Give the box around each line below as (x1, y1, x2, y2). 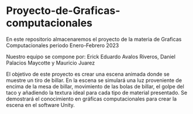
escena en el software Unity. (6, 101, 75, 108)
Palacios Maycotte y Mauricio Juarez (6, 59, 95, 66)
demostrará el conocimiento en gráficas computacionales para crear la (6, 95, 177, 102)
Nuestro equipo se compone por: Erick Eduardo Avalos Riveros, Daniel (6, 53, 175, 60)
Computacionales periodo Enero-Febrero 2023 (6, 42, 119, 49)
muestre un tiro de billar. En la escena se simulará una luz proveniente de (6, 77, 182, 84)
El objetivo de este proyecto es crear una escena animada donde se (6, 70, 170, 77)
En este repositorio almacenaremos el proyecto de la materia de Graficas (6, 35, 182, 42)
